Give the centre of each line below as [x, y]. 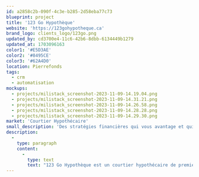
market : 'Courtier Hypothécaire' [47, 122]
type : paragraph [37, 143]
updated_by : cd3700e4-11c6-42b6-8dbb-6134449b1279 [70, 39]
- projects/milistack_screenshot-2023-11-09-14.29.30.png [85, 116]
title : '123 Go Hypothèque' [41, 22]
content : [28, 149]
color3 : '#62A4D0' [29, 61]
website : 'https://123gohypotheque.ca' [55, 28]
